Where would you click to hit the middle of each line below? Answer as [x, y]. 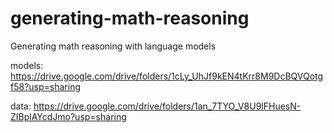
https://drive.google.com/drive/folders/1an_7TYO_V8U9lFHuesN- [167, 106]
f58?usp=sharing [45, 86]
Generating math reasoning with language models [113, 46]
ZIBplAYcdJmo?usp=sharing [68, 116]
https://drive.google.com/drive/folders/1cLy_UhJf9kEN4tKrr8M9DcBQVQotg [167, 76]
